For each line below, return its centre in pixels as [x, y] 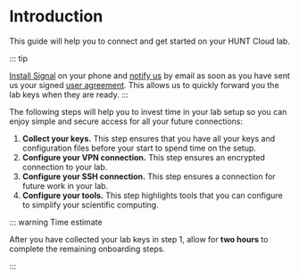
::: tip [19, 58]
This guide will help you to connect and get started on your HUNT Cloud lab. [149, 41]
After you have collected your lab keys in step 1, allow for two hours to [139, 239]
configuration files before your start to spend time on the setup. [139, 148]
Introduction [56, 16]
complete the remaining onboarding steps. [87, 249]
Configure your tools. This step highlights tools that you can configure [152, 195]
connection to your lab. [65, 167]
